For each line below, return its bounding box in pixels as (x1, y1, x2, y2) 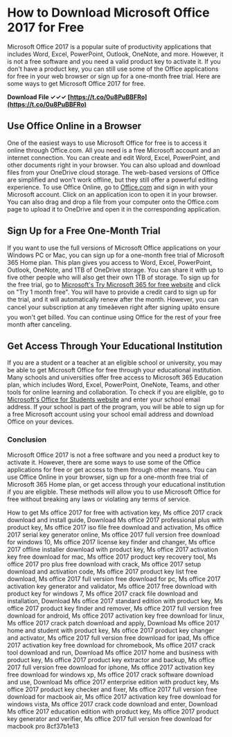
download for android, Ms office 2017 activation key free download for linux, (7, 612, 225, 620)
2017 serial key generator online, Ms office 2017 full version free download (7, 530, 220, 539)
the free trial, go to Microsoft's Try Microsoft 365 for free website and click (7, 280, 221, 288)
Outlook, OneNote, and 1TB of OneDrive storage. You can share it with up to (7, 266, 224, 274)
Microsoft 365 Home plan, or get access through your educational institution (7, 480, 226, 488)
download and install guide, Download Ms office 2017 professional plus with (7, 515, 224, 524)
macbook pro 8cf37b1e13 (7, 722, 80, 730)
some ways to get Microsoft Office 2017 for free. (7, 79, 145, 87)
